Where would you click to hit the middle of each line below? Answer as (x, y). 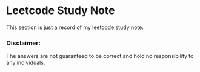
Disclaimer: (24, 43)
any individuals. (26, 63)
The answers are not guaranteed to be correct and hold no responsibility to (100, 56)
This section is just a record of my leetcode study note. (75, 27)
